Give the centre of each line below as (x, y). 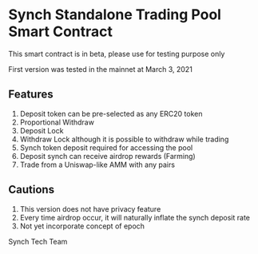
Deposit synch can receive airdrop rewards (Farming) (107, 156)
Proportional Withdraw (57, 122)
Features (31, 95)
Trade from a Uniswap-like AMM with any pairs (97, 165)
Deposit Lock (42, 130)
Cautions (31, 190)
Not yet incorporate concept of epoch (82, 226)
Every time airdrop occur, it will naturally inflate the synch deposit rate (135, 217)
